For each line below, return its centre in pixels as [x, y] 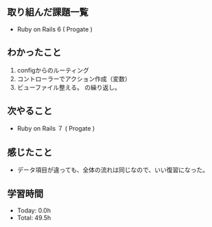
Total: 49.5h [34, 218]
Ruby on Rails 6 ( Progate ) [55, 29]
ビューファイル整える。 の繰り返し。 [69, 87]
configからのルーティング [53, 70]
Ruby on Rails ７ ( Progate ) [56, 129]
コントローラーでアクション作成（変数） [74, 79]
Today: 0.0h [34, 211]
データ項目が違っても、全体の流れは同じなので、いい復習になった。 [113, 170]
